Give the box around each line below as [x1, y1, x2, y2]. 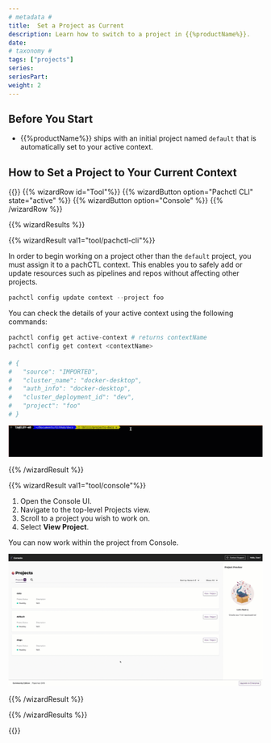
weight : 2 [8, 81, 42, 89]
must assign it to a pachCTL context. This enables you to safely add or [8, 260, 243, 270]
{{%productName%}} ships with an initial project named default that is [19, 133, 256, 143]
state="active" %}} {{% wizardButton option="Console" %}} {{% [8, 196, 223, 205]
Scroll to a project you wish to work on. [19, 513, 151, 523]
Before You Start [8, 112, 94, 126]
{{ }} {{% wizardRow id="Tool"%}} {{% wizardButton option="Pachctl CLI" [8, 187, 254, 197]
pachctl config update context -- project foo [8, 293, 164, 302]
